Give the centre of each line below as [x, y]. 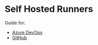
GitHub [19, 38]
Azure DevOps [27, 32]
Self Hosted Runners [49, 9]
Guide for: [15, 23]
